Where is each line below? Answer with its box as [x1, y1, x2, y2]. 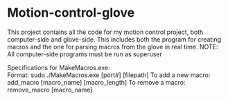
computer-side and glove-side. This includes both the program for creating [7, 35, 222, 43]
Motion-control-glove [7, 5, 135, 21]
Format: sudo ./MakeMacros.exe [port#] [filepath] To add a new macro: [7, 71, 211, 79]
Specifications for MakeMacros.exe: [7, 63, 110, 72]
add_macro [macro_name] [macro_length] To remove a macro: [7, 78, 186, 86]
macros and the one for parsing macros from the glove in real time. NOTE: [7, 42, 218, 51]
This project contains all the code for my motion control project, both [7, 28, 204, 36]
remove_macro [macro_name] [7, 85, 93, 94]
